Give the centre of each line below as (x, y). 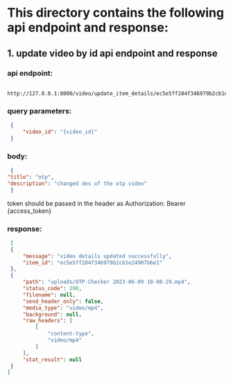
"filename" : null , (49, 295)
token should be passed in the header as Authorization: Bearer (96, 203)
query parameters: (40, 111)
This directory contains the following (115, 13)
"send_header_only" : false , (63, 301)
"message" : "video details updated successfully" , (97, 256)
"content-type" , (71, 334)
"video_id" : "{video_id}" (60, 132)
